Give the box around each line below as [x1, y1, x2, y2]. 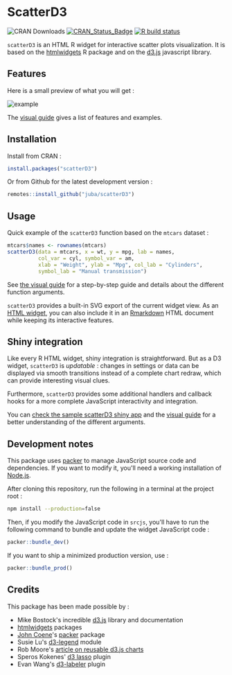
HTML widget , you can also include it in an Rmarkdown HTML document [7, 308, 214, 317]
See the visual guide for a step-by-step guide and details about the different [7, 280, 224, 288]
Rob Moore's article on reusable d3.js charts [17, 645, 144, 654]
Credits [7, 584, 40, 596]
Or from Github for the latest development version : [7, 177, 153, 186]
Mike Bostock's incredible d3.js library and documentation [17, 615, 184, 624]
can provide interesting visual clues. [7, 376, 110, 385]
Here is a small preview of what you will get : [7, 86, 135, 94]
